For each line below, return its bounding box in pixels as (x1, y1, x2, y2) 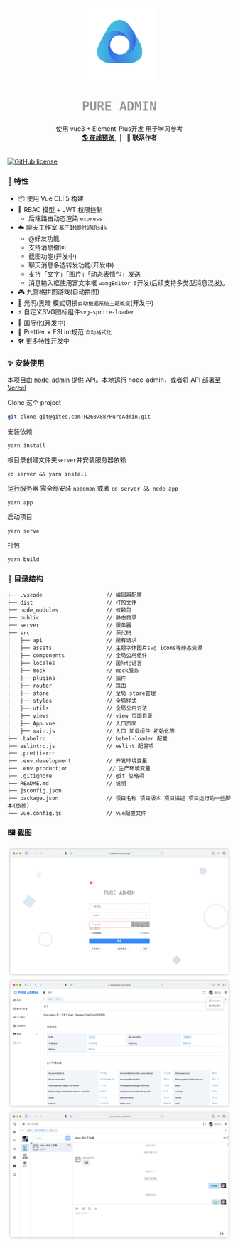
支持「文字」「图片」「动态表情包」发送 (28, 270, 141, 278)
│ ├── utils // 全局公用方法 (7, 705, 148, 713)
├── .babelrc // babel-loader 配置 (7, 735, 168, 742)
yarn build (7, 555, 40, 563)
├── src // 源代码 (7, 629, 132, 637)
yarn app (7, 499, 33, 506)
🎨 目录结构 (7, 573, 44, 583)
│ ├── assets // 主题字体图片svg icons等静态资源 (7, 644, 202, 652)
